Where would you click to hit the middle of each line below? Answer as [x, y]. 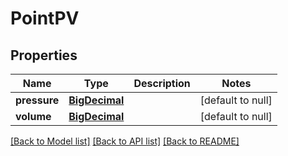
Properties [44, 55]
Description [162, 83]
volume [33, 116]
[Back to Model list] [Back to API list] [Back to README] [125, 141]
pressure [37, 100]
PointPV [45, 18]
